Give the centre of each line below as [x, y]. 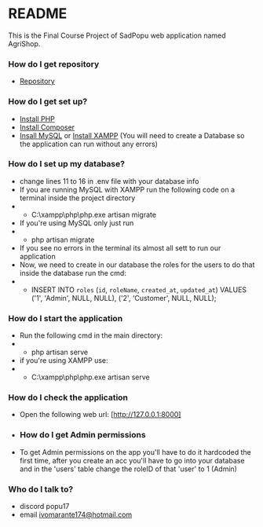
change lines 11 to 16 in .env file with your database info [109, 181]
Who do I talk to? [41, 489]
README [38, 14]
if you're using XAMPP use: [64, 360]
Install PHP [37, 119]
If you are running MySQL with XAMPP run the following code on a [127, 189]
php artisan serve [60, 352]
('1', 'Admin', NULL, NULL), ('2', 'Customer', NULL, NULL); [124, 298]
